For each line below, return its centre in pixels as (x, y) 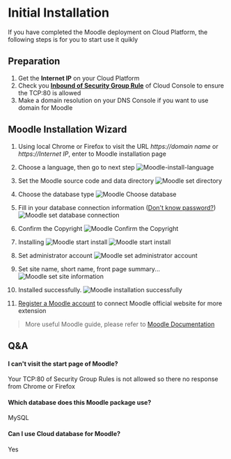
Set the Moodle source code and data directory (86, 180)
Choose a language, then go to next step (76, 167)
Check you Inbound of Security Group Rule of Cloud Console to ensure (121, 86)
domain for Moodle (45, 107)
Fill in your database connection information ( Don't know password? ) (117, 207)
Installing (31, 242)
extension (32, 310)
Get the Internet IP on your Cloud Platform (79, 78)
